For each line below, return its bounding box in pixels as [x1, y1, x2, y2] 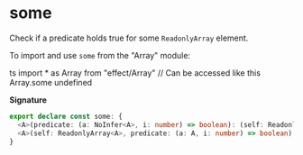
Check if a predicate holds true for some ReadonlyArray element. [9, 32, 249, 43]
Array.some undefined [9, 77, 93, 87]
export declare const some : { [9, 112, 124, 121]
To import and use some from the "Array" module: [9, 50, 191, 60]
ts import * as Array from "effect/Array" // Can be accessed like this [9, 67, 262, 78]
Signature [9, 94, 48, 105]
